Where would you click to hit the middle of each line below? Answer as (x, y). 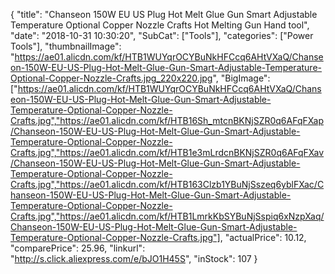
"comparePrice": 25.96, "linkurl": (78, 248)
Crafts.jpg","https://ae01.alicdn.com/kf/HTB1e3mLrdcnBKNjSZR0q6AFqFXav (167, 152)
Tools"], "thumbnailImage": (66, 46)
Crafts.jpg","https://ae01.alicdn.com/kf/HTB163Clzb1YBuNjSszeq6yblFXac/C (167, 184)
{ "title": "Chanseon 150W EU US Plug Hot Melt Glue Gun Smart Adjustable (164, 14)
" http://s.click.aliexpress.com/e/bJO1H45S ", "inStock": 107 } (134, 258)
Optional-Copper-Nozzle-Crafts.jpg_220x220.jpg (111, 78)
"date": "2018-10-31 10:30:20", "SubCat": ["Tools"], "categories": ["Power (162, 35)
